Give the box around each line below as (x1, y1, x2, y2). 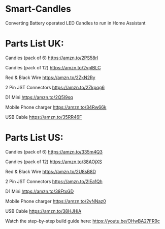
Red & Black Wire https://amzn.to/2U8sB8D (5, 168, 96, 174)
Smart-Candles (5, 3, 71, 15)
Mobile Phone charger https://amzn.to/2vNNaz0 (5, 198, 107, 204)
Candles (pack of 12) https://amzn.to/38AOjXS (5, 159, 103, 165)
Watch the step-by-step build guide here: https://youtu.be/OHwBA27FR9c (5, 218, 160, 224)
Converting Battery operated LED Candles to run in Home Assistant (5, 20, 146, 26)
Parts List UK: (5, 38, 64, 49)
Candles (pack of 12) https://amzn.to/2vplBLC (5, 64, 101, 70)
